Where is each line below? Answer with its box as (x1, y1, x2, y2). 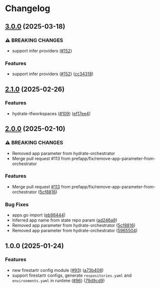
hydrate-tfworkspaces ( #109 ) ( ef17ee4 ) (12, 110, 91, 117)
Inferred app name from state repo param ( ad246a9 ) (12, 217, 117, 223)
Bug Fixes (5, 201, 29, 208)
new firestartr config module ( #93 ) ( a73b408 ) (12, 267, 104, 273)
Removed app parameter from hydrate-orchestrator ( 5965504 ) (12, 228, 138, 234)
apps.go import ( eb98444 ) (12, 212, 66, 218)
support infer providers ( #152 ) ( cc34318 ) (12, 71, 94, 77)
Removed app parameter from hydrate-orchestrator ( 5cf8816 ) (12, 222, 136, 228)
